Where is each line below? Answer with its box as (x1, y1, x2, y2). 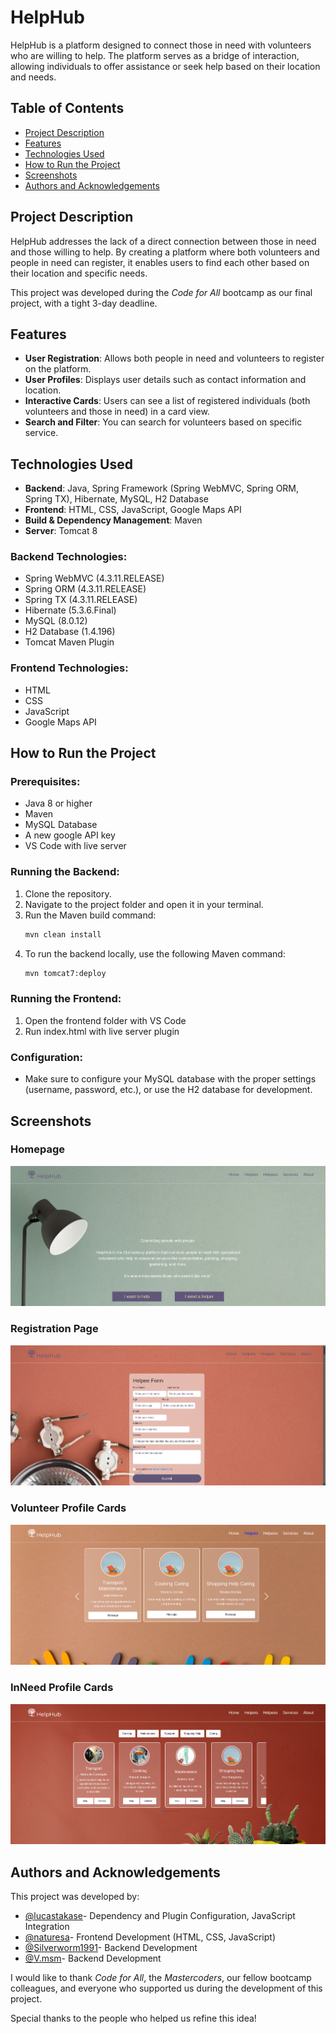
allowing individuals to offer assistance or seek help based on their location (10, 60, 321, 72)
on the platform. (24, 363, 92, 375)
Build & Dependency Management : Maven (24, 514, 203, 526)
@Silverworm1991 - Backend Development (24, 1942, 198, 1954)
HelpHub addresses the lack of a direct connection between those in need (10, 235, 317, 247)
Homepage (10, 1142, 65, 1156)
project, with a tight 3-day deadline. (10, 297, 158, 309)
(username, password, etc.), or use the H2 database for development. (24, 1084, 313, 1096)
